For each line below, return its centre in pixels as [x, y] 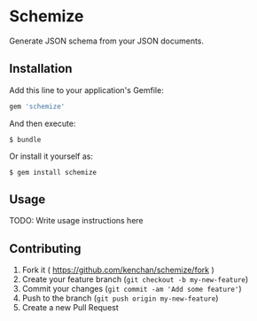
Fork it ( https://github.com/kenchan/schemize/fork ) [118, 270]
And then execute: [43, 123]
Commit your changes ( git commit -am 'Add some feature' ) [132, 289]
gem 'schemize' [37, 106]
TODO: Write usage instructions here [76, 221]
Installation [41, 69]
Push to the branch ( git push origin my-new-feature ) [120, 298]
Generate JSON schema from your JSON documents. [107, 41]
